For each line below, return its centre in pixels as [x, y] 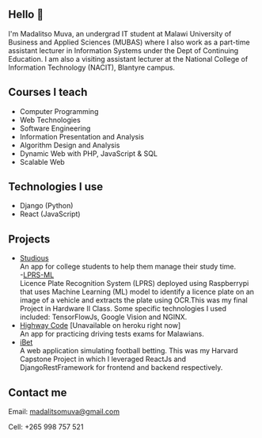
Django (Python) [46, 206]
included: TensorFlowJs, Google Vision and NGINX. [103, 317]
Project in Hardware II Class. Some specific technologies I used [123, 309]
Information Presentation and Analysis [82, 136]
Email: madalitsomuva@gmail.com [64, 412]
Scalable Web [42, 162]
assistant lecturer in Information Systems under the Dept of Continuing [123, 50]
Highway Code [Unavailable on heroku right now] [100, 326]
